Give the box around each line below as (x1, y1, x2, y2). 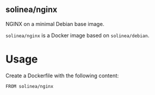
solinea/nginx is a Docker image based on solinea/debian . (5, 32, 150, 39)
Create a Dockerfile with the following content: (5, 72, 119, 79)
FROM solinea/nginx (5, 83, 54, 89)
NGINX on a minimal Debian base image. (5, 20, 105, 27)
